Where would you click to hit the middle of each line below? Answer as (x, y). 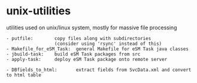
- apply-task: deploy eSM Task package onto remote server (87, 59)
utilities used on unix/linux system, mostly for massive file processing (92, 27)
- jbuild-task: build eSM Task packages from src (73, 54)
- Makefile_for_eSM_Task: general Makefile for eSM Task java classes (97, 49)
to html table (24, 75)
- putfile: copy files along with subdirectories (79, 38)
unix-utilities (38, 11)
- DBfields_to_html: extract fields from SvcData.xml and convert (99, 70)
